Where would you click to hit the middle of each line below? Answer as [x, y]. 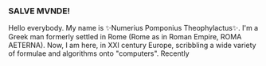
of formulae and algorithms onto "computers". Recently [99, 53]
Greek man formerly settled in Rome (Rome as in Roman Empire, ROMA [125, 37]
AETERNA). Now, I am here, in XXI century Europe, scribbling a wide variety [132, 46]
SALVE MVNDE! [39, 11]
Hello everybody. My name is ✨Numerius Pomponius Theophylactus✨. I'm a [133, 28]
